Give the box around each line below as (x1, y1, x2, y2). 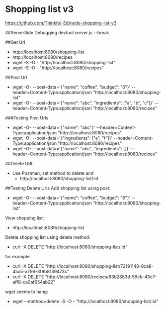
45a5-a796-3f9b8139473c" (12, 268, 70, 274)
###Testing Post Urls (5, 114, 49, 120)
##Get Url (5, 39, 26, 45)
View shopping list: (5, 215, 44, 221)
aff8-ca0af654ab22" (12, 279, 56, 285)
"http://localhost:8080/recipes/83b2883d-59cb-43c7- (45, 274, 158, 280)
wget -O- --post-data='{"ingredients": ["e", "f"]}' (12, 135, 113, 141)
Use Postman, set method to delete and (12, 170, 93, 176)
